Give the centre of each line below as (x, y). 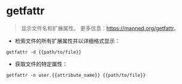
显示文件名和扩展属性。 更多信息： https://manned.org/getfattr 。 (100, 28)
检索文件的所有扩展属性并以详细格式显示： (67, 41)
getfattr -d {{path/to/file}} (44, 52)
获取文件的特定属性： (41, 64)
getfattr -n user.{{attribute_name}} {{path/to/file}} (76, 75)
